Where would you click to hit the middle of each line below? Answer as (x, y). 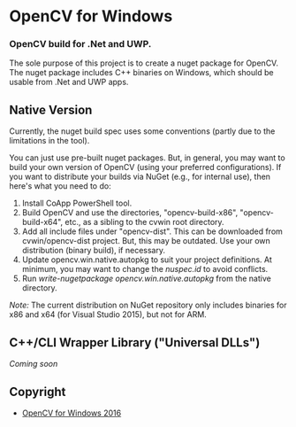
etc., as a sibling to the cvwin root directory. (144, 222)
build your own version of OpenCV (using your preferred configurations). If (145, 167)
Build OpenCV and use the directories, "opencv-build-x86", (130, 213)
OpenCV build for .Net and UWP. (80, 44)
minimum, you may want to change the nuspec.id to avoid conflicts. (145, 269)
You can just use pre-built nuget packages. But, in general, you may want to (147, 158)
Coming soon (34, 364)
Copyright (38, 392)
